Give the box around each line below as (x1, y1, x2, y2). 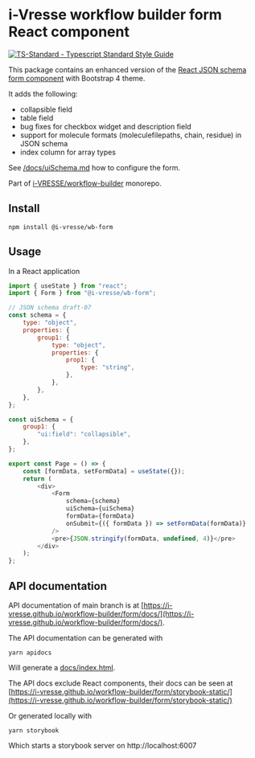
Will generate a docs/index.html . (8, 663, 116, 672)
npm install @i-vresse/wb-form (8, 223, 113, 231)
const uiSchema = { (8, 416, 74, 424)
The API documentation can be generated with (8, 633, 163, 642)
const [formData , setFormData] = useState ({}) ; (23, 467, 185, 475)
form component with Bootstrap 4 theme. (8, 73, 146, 83)
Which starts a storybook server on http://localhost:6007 (8, 741, 197, 750)
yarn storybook (8, 727, 60, 735)
